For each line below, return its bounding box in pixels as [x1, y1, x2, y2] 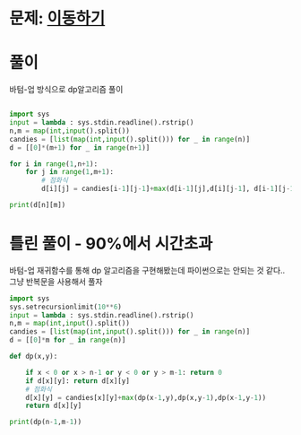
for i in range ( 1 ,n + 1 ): [9, 159, 99, 169]
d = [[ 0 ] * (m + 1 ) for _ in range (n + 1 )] [9, 143, 150, 152]
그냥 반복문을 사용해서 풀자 [9, 275, 103, 287]
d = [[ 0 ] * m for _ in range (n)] [9, 335, 126, 345]
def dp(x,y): [9, 352, 58, 361]
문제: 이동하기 [9, 8, 106, 29]
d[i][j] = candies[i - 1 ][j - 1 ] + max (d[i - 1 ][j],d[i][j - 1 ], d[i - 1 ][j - [41, 185, 291, 194]
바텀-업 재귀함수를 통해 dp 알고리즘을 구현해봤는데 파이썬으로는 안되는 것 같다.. [9, 265, 286, 275]
